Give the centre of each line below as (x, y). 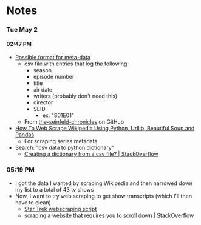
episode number (54, 77)
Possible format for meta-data (53, 58)
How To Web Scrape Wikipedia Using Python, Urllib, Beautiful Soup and (105, 129)
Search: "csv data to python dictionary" (64, 148)
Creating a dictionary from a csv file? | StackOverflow (91, 154)
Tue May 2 (22, 30)
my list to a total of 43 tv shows (54, 189)
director (43, 102)
